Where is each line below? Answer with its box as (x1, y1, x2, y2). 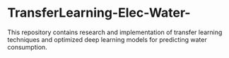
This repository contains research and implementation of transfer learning (7, 28, 223, 36)
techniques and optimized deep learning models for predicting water (7, 35, 207, 43)
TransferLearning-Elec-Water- (7, 5, 191, 21)
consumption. (7, 43, 47, 51)
